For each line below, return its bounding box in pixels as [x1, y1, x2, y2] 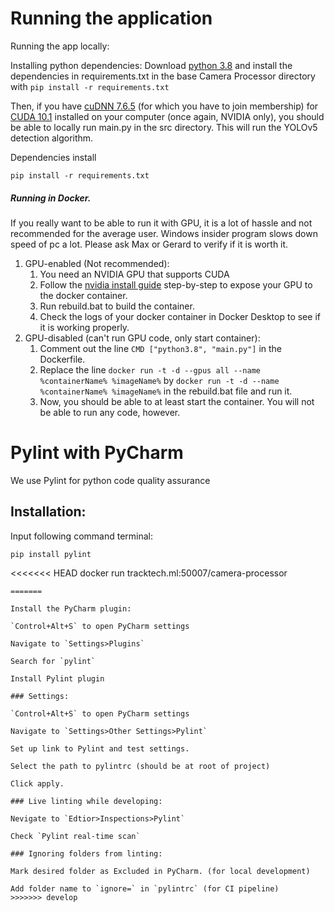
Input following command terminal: [10, 530, 153, 542]
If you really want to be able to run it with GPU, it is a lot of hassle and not [10, 217, 313, 229]
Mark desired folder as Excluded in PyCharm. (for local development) [10, 866, 311, 876]
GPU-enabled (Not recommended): [24, 257, 170, 269]
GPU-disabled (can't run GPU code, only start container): [24, 332, 261, 344]
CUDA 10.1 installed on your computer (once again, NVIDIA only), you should [10, 110, 325, 122]
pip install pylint [10, 549, 92, 559]
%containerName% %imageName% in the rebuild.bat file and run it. [39, 385, 293, 397]
